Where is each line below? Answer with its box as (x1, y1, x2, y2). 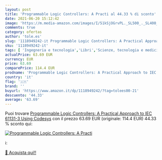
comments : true (5, 25, 36, 30)
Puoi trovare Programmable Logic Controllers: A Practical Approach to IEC (5, 111, 152, 116)
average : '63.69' (5, 97, 40, 102)
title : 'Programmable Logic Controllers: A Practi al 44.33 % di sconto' (5, 12, 157, 16)
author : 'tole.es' (5, 34, 42, 39)
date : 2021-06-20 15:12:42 (5, 16, 59, 21)
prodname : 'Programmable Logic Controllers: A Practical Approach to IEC (5, 70, 157, 75)
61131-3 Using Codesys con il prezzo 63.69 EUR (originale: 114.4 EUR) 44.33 (5, 116, 157, 122)
